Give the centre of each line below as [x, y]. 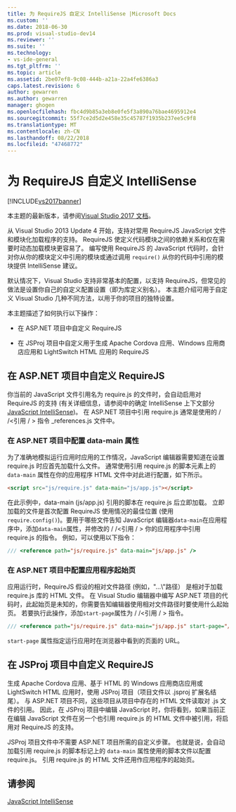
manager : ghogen [31, 105]
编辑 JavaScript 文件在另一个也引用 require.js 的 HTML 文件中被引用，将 [118, 718]
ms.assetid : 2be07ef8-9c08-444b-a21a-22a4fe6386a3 [83, 79]
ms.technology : [29, 53]
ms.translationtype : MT [42, 125]
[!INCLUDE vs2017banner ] [45, 202]
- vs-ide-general [33, 60]
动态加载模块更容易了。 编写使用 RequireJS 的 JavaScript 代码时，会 [119, 248]
